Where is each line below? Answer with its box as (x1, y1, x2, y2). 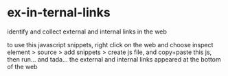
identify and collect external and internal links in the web (7, 27, 167, 36)
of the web (7, 62, 38, 71)
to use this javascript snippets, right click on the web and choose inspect (7, 40, 214, 49)
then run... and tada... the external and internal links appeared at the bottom (7, 55, 221, 63)
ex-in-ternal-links (7, 5, 111, 21)
